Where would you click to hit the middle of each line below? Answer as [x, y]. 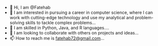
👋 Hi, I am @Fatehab [30, 7]
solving [17, 23]
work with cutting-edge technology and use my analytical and [72, 17]
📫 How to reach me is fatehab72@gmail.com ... [57, 38]
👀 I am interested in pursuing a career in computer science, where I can [81, 12]
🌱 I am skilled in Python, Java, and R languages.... [59, 28]
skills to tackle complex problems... [61, 23]
